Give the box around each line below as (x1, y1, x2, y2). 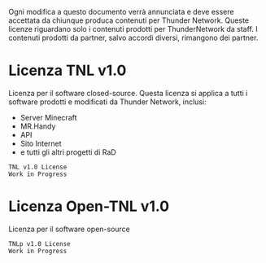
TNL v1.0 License (8, 163, 68, 171)
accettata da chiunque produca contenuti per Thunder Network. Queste (8, 15, 250, 25)
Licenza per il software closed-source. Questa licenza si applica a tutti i (8, 88, 248, 98)
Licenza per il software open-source (8, 224, 130, 234)
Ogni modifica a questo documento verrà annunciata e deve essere (8, 7, 234, 16)
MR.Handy (20, 121, 56, 131)
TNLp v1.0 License (8, 239, 71, 248)
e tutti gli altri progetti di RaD (20, 147, 116, 157)
